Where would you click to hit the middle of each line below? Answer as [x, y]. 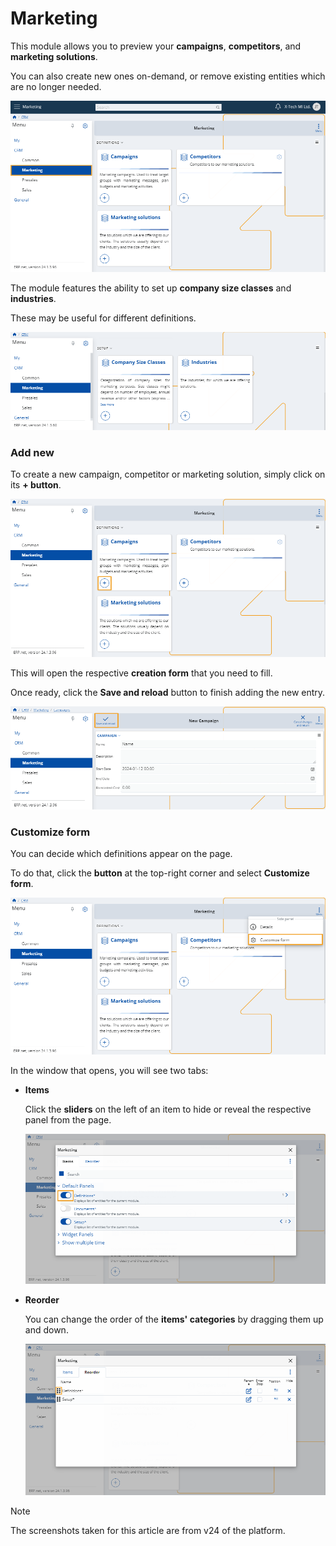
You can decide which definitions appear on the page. [121, 853]
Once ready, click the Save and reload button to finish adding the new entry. [168, 692]
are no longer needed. [56, 86]
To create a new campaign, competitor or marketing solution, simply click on [168, 474]
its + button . [36, 485]
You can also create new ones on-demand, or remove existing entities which [168, 76]
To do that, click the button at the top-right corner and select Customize [160, 873]
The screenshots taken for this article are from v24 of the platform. [148, 1530]
